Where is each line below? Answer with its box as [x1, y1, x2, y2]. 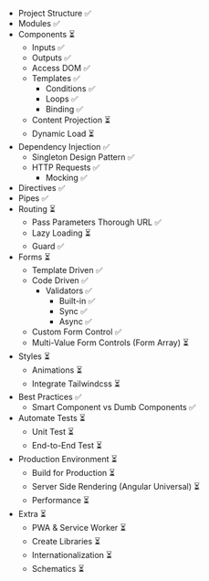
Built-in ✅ [58, 296, 96, 306]
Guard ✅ [31, 241, 65, 251]
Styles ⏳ [17, 351, 50, 362]
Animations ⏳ [31, 364, 83, 375]
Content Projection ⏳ [31, 114, 111, 125]
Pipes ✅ [17, 193, 49, 204]
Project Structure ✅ [17, 8, 92, 18]
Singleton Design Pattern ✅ [31, 152, 135, 163]
